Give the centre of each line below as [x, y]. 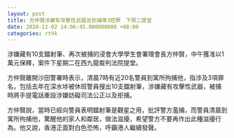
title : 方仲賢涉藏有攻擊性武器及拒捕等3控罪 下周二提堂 [80, 20]
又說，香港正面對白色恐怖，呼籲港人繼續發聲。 [93, 127]
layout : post [26, 14]
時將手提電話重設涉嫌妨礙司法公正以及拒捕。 [72, 95]
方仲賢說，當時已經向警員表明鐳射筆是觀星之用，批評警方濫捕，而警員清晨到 [117, 110]
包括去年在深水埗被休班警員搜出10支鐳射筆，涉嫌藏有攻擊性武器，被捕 [120, 87]
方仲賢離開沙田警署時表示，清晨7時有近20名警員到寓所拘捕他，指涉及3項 [112, 78]
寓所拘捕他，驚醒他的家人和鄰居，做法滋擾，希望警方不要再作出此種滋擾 [111, 119]
